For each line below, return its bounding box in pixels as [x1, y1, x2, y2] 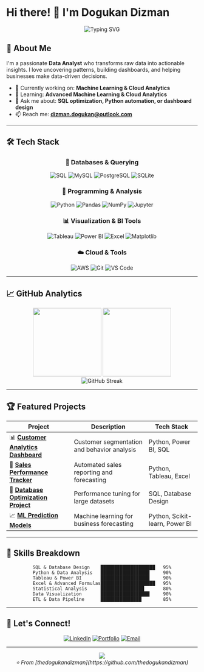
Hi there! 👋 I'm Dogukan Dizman [6, 5, 170, 19]
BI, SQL [148, 446, 170, 454]
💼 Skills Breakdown [6, 548, 80, 559]
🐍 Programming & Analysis [61, 187, 143, 195]
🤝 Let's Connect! [6, 618, 71, 629]
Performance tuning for [73, 489, 141, 498]
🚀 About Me [6, 43, 52, 54]
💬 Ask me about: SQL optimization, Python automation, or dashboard [15, 97, 192, 104]
